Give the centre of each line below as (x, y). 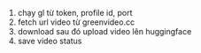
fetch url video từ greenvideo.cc (76, 22)
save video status (50, 41)
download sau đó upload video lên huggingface (104, 31)
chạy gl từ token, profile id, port (75, 13)
